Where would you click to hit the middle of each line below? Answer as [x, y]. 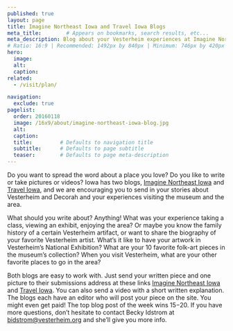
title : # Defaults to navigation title [84, 142]
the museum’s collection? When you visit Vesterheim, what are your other [112, 255]
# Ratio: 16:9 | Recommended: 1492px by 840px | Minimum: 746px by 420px [116, 46]
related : [20, 78]
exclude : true [34, 104]
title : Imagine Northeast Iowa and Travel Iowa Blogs [87, 26]
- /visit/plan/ [35, 85]
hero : [15, 53]
